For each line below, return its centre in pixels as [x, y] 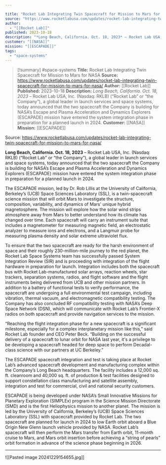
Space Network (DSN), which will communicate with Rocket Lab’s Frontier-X [83, 309]
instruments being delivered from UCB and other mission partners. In [75, 282]
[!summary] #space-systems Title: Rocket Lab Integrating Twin [82, 69]
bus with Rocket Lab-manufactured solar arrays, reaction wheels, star [76, 271]
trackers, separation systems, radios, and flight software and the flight [77, 277]
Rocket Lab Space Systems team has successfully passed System [72, 256]
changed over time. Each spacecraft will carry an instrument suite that [77, 220]
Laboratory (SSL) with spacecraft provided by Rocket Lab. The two [73, 416]
